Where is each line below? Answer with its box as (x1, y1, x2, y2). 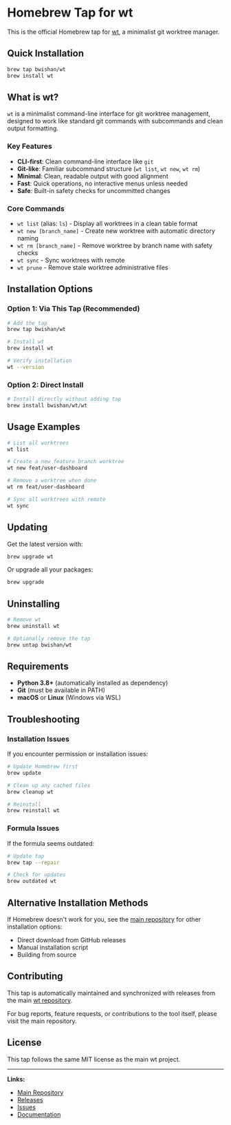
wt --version (7, 363, 45, 370)
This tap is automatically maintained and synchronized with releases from (7, 989, 216, 997)
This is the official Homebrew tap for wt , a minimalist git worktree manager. (7, 28, 220, 36)
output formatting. (7, 124, 58, 132)
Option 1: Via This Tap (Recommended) (7, 304, 140, 314)
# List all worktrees (7, 439, 69, 446)
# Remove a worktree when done (7, 477, 97, 484)
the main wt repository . (7, 996, 73, 1004)
